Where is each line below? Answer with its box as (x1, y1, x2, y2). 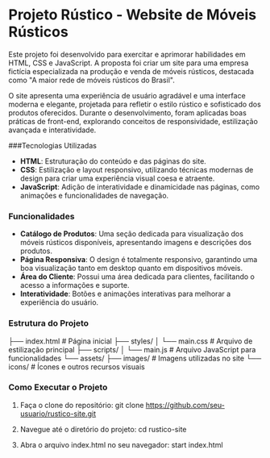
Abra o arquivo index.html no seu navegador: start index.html (19, 439, 223, 449)
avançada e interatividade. (8, 125, 97, 135)
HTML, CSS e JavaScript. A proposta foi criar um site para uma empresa (8, 58, 249, 68)
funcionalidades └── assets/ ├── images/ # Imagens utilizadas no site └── (8, 353, 262, 363)
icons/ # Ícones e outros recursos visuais (8, 361, 145, 372)
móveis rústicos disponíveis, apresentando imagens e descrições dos (19, 238, 252, 248)
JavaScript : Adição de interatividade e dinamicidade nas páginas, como (19, 181, 260, 191)
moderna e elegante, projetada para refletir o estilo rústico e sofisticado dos (8, 99, 262, 109)
